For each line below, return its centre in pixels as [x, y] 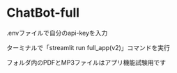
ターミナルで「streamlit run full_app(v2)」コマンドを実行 [88, 47]
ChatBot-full [43, 13]
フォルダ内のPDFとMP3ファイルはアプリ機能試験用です [86, 62]
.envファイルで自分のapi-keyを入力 [57, 33]
